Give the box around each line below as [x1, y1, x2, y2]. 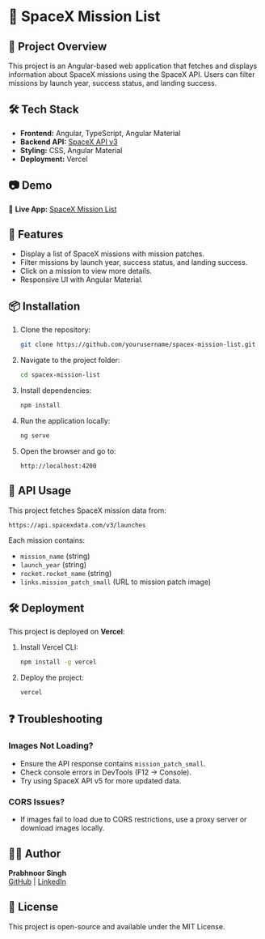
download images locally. [19, 823, 105, 833]
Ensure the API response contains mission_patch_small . [19, 758, 206, 768]
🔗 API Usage [8, 484, 72, 497]
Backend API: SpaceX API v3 [19, 137, 119, 147]
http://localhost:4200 [19, 462, 97, 470]
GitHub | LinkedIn [8, 877, 66, 886]
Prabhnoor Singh [8, 868, 67, 877]
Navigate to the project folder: [19, 356, 120, 365]
